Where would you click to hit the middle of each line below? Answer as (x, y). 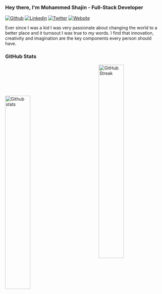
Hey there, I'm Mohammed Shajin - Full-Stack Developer (74, 7)
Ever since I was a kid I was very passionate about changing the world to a (81, 28)
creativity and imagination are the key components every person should (79, 38)
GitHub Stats (21, 57)
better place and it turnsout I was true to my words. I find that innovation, (80, 33)
